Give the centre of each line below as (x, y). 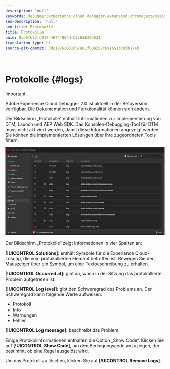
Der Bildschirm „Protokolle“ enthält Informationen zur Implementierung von (83, 118)
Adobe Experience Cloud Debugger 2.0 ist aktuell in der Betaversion (76, 103)
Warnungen (25, 315)
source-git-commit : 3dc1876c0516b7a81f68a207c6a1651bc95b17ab (72, 48)
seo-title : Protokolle (29, 27)
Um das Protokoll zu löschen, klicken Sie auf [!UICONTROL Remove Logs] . (83, 360)
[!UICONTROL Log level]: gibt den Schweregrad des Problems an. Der (79, 289)
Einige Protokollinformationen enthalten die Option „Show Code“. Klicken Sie (85, 340)
